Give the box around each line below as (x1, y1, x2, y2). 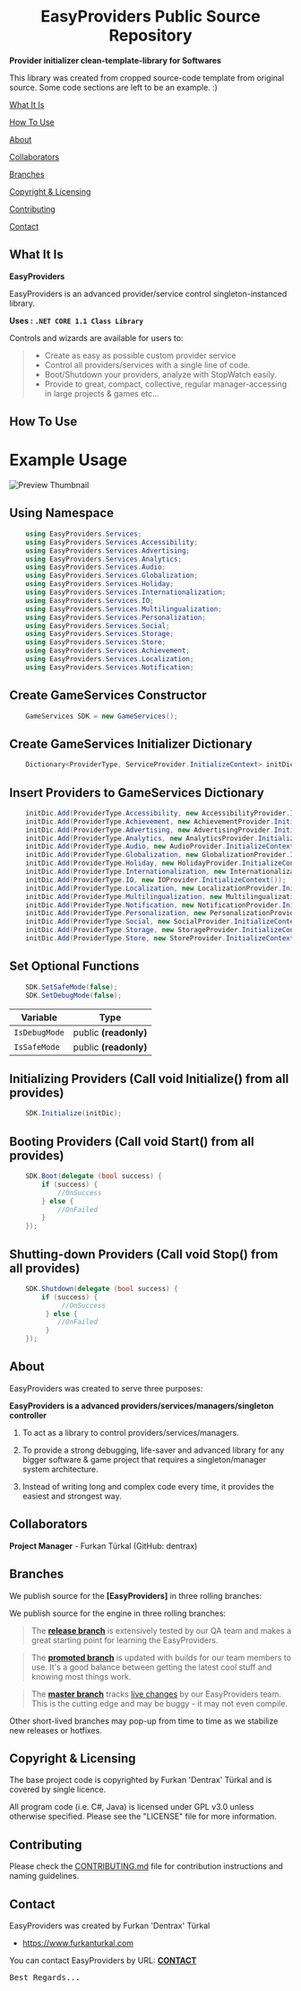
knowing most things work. (30, 1671, 132, 1681)
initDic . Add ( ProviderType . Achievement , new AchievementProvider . (25, 816, 275, 826)
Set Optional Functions (9, 958, 140, 974)
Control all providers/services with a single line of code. (44, 359, 251, 370)
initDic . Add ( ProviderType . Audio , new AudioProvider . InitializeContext (25, 842, 295, 851)
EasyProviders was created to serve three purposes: (9, 1383, 203, 1393)
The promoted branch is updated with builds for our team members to (30, 1652, 292, 1663)
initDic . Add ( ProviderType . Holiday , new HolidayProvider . (25, 859, 243, 868)
